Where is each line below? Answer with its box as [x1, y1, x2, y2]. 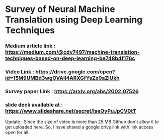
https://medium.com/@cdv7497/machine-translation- [5, 49, 140, 56]
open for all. [5, 130, 30, 136]
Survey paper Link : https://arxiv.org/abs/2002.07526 [5, 88, 139, 95]
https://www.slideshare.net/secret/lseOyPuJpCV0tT [5, 107, 137, 114]
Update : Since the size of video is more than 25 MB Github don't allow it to [5, 119, 159, 125]
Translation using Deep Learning [5, 14, 143, 25]
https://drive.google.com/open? [35, 68, 115, 75]
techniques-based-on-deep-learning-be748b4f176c [5, 55, 135, 62]
